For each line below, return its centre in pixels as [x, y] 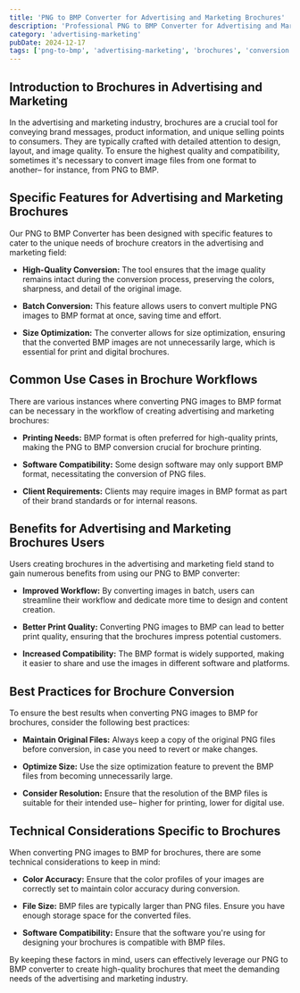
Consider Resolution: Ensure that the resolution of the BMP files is [145, 793]
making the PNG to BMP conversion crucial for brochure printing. [142, 446]
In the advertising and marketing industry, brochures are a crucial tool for [144, 122]
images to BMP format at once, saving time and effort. [121, 315]
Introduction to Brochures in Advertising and [136, 87]
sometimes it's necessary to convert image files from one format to [133, 160]
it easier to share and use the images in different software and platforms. [156, 663]
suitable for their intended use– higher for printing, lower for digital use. [153, 803]
